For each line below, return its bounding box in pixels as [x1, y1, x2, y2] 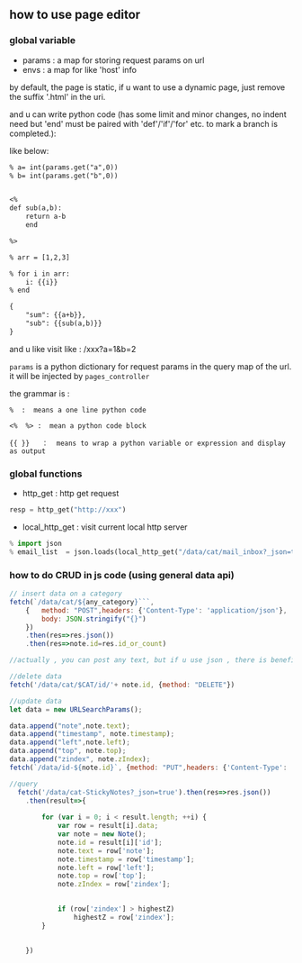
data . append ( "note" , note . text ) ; [9, 721, 130, 731]
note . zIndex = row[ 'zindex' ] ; [57, 880, 171, 889]
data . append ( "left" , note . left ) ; [9, 738, 130, 747]
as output [9, 446, 47, 456]
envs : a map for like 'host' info [22, 64, 138, 75]
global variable [9, 34, 76, 47]
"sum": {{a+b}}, [25, 311, 87, 320]
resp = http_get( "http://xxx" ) [9, 505, 127, 514]
